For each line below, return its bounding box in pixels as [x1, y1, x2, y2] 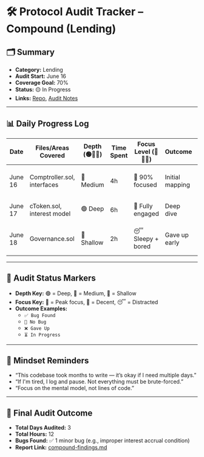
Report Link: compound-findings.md [15, 444, 107, 451]
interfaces [29, 180, 59, 189]
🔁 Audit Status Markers [6, 273, 96, 284]
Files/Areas [35, 144, 70, 152]
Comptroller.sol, [29, 173, 75, 181]
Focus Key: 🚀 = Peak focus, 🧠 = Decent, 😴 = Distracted [15, 298, 158, 305]
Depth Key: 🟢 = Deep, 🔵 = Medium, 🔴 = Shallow [15, 290, 137, 297]
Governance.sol [29, 234, 75, 243]
